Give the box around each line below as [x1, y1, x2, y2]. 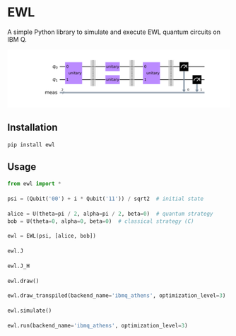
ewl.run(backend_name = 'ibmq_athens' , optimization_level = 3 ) [7, 322, 189, 329]
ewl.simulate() [7, 307, 52, 315]
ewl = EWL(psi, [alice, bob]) [7, 233, 97, 240]
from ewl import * [7, 180, 61, 187]
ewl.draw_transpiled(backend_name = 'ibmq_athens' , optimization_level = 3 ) [7, 292, 226, 299]
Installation [7, 122, 58, 134]
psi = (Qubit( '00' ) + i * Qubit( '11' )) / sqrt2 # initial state [7, 195, 203, 202]
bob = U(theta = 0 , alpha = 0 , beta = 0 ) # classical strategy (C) [7, 217, 194, 225]
